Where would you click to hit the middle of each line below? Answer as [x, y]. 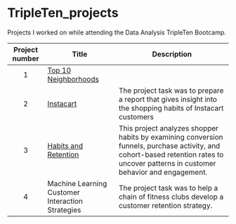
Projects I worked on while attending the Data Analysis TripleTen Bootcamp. [117, 32]
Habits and [65, 145]
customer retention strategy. [165, 205]
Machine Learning [77, 183]
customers [136, 117]
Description [172, 54]
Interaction [65, 201]
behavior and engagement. [163, 172]
